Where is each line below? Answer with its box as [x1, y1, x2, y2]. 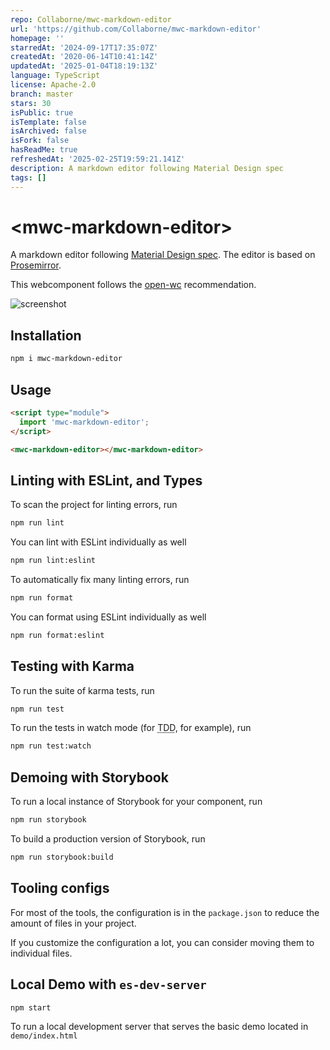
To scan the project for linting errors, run [10, 499, 178, 511]
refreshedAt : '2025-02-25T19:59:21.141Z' [10, 154, 186, 164]
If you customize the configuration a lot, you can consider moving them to [10, 936, 315, 948]
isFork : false [10, 136, 70, 146]
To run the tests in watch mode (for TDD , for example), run [10, 722, 252, 734]
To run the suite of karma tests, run [10, 684, 155, 696]
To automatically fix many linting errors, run [10, 574, 190, 585]
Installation [10, 327, 82, 344]
